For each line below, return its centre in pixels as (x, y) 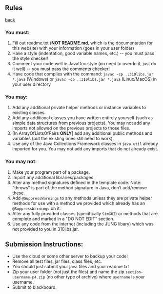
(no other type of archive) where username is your (96, 276)
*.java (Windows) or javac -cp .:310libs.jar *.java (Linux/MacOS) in (84, 79)
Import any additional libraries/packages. (53, 177)
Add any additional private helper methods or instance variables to (79, 108)
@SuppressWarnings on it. (36, 208)
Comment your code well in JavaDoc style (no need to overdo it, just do (84, 64)
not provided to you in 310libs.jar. (45, 229)
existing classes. (29, 113)
